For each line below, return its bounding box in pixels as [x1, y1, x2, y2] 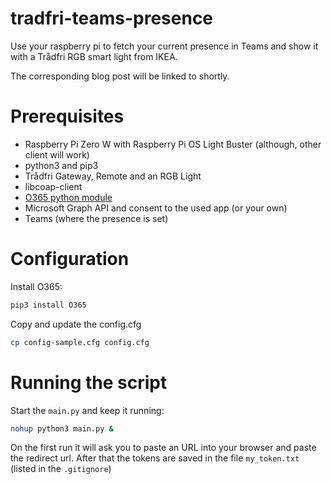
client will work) [24, 148, 90, 161]
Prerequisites [10, 105, 125, 128]
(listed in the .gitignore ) [10, 463, 112, 475]
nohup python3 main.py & [10, 423, 114, 434]
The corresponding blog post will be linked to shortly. [10, 70, 230, 82]
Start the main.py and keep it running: [10, 404, 165, 416]
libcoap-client [24, 180, 83, 192]
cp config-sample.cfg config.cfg [10, 337, 150, 347]
